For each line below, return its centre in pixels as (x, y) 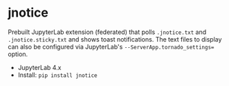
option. (18, 54)
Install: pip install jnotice (57, 75)
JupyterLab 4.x (39, 67)
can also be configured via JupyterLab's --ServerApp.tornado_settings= (111, 46)
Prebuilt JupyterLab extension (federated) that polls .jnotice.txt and (107, 32)
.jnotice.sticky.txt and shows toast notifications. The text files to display (115, 39)
